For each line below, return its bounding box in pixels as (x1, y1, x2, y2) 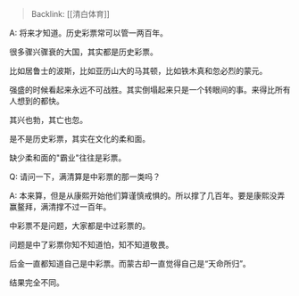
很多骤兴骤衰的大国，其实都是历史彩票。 (9, 46, 158, 57)
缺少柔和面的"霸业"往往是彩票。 (9, 152, 127, 163)
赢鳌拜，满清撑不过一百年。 (9, 201, 112, 212)
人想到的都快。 (9, 95, 64, 106)
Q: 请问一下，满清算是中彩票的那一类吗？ (9, 171, 161, 182)
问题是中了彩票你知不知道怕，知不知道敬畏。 (9, 240, 174, 250)
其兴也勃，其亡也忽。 (9, 115, 87, 125)
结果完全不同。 (9, 277, 64, 288)
